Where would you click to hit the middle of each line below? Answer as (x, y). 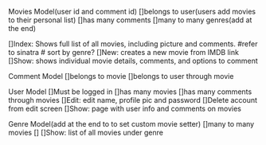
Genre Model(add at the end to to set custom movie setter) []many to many (131, 124)
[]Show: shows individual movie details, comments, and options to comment (133, 61)
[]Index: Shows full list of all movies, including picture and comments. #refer (133, 44)
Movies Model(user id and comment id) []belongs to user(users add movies (132, 12)
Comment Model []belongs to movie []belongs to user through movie (121, 76)
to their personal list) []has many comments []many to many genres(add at (130, 20)
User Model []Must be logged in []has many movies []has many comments (130, 92)
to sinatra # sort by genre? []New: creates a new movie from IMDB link (123, 52)
